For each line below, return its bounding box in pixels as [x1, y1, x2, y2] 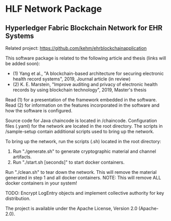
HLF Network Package [5, 3, 102, 15]
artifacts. [12, 154, 32, 159]
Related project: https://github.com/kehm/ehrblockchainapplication [5, 45, 147, 51]
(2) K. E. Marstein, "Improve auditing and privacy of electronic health [12, 82, 158, 87]
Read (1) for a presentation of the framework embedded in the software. [5, 97, 157, 103]
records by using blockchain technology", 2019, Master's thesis [12, 87, 147, 93]
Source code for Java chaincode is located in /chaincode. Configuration [5, 117, 157, 124]
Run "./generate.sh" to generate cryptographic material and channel [12, 148, 156, 154]
